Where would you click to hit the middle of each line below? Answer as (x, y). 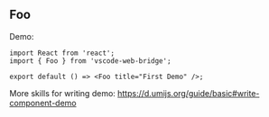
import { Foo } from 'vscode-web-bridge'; (90, 61)
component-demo (43, 103)
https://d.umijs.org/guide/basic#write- (188, 93)
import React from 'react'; (62, 53)
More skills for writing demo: (62, 93)
